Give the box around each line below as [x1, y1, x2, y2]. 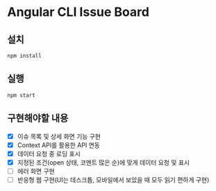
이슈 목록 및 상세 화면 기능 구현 [17, 132, 101, 140]
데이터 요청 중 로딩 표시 [17, 149, 81, 158]
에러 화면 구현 [17, 167, 55, 175]
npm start [7, 92, 36, 99]
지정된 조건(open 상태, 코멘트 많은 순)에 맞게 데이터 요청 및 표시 [17, 158, 190, 167]
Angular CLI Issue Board [7, 4, 149, 20]
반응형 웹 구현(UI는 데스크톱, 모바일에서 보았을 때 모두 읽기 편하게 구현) [17, 175, 210, 184]
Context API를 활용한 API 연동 [17, 140, 101, 149]
